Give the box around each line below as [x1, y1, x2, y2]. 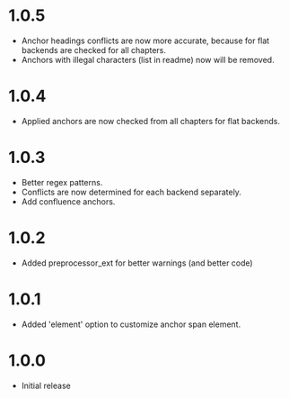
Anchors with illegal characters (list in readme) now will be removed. [21, 54, 275, 65]
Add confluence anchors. [21, 195, 116, 207]
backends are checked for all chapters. [21, 44, 167, 55]
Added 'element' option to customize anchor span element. [21, 319, 241, 330]
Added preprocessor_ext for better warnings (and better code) [21, 258, 253, 268]
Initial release [21, 380, 71, 391]
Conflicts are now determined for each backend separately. [21, 186, 241, 197]
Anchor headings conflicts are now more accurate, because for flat [21, 35, 270, 46]
